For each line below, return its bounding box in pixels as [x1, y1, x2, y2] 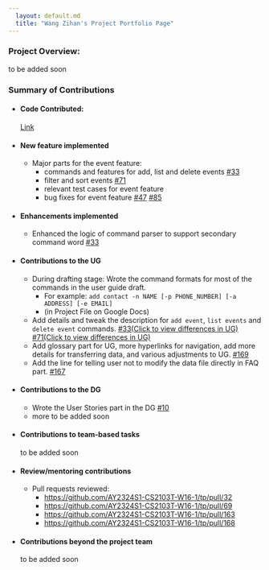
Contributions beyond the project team [19, 536, 153, 546]
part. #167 [31, 366, 66, 376]
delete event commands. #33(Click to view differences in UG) [31, 324, 238, 333]
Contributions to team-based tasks [19, 430, 141, 440]
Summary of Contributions [8, 84, 115, 95]
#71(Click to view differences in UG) [31, 332, 151, 342]
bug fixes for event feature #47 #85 [43, 192, 162, 202]
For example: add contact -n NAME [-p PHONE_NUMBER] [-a [43, 291, 237, 300]
